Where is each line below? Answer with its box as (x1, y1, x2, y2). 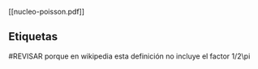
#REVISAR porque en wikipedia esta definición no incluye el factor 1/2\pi (8, 51, 251, 61)
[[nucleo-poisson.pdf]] (8, 7, 85, 16)
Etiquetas (8, 30, 58, 43)
